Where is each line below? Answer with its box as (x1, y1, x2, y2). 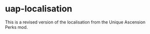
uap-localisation (5, 3, 73, 14)
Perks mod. (5, 24, 28, 30)
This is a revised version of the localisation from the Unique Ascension (5, 19, 146, 25)
